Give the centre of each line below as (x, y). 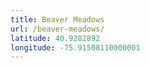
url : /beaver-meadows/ (57, 29)
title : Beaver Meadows (57, 19)
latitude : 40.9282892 (55, 38)
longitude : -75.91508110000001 (75, 47)
